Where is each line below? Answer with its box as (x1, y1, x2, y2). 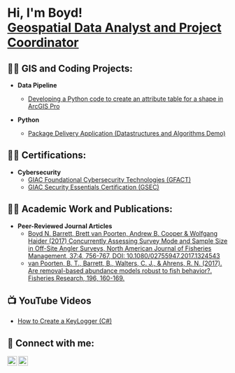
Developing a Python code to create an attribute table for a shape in (27, 94, 224, 103)
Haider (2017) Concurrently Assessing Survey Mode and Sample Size (27, 237, 228, 245)
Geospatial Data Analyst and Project (7, 20, 222, 36)
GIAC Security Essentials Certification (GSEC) (27, 183, 159, 191)
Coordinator (7, 35, 79, 50)
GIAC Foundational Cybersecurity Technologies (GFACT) (27, 175, 191, 183)
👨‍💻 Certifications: (7, 149, 87, 162)
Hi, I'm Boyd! (7, 5, 83, 21)
